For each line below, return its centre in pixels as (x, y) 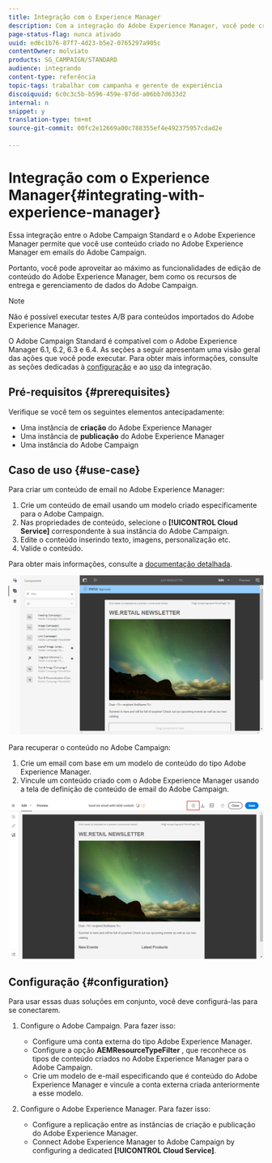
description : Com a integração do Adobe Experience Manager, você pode (132, 26)
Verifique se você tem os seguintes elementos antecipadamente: (117, 412)
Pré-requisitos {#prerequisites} (89, 392)
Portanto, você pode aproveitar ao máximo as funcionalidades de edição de (135, 268)
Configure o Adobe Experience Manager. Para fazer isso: (115, 1109)
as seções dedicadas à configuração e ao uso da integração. (110, 367)
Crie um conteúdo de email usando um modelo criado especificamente (138, 505)
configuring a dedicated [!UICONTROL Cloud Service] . (124, 1151)
